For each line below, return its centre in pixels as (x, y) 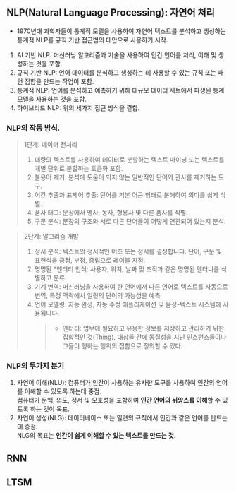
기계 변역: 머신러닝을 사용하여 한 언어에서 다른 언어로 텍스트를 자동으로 (131, 287)
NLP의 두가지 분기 (36, 366)
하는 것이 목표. (50, 409)
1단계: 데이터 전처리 (51, 145)
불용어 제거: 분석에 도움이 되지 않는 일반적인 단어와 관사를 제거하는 (125, 177)
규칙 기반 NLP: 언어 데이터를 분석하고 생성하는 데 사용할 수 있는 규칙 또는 (117, 72)
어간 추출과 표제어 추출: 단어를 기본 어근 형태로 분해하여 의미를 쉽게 (126, 195)
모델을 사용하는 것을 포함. (52, 99)
